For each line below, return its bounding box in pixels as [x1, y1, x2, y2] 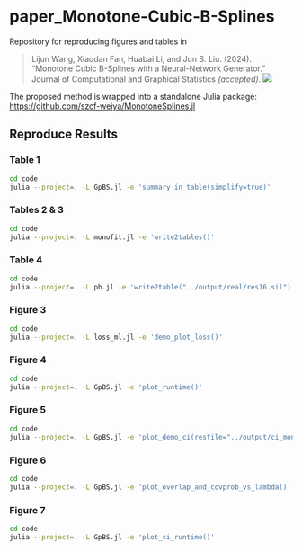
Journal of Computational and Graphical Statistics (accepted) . [31, 74, 262, 84]
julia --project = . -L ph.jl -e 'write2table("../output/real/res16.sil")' [9, 282, 296, 291]
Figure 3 [9, 304, 47, 316]
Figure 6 [9, 454, 47, 467]
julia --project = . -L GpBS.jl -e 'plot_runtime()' [9, 382, 203, 392]
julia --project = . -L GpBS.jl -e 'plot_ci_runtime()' [9, 532, 216, 541]
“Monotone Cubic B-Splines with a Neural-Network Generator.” [31, 63, 266, 74]
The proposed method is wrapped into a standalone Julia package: [9, 91, 258, 102]
